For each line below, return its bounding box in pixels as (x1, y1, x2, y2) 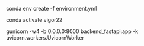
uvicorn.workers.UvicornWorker (6, 34, 84, 41)
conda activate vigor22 (6, 17, 63, 23)
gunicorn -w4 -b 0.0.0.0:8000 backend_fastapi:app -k (6, 28, 138, 35)
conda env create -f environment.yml (6, 5, 97, 12)
